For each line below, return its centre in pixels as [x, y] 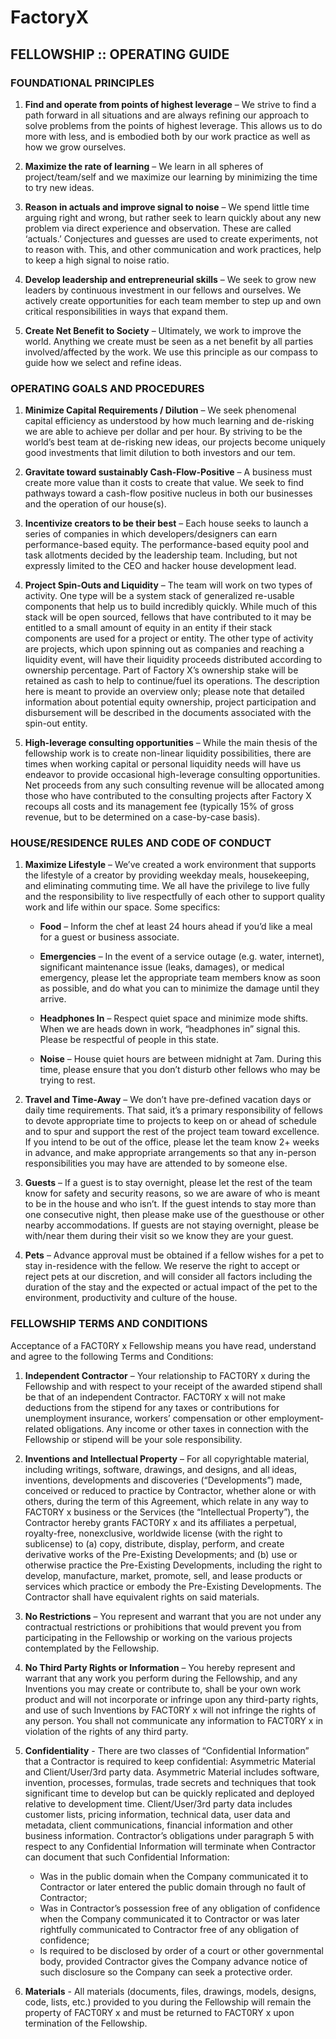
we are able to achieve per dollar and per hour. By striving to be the [163, 432]
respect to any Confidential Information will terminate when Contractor [170, 1846]
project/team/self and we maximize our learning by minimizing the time [171, 177]
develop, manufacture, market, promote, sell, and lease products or [163, 1575]
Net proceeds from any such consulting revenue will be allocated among [174, 785]
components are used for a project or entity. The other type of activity [169, 638]
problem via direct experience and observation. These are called [158, 228]
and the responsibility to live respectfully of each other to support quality [175, 897]
